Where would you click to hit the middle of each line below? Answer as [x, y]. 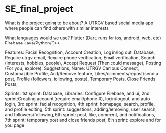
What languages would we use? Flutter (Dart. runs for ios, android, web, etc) [83, 38]
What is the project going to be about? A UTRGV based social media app [79, 23]
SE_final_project [39, 9]
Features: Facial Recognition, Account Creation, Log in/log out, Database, [80, 52]
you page [15, 125]
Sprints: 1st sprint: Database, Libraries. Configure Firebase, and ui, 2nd [77, 93]
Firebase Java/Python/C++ [33, 43]
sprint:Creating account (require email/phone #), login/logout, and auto [78, 99]
